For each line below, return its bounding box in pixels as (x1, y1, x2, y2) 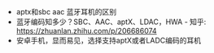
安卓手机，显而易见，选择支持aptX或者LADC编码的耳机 (15, 35, 202, 45)
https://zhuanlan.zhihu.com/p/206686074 (15, 26, 157, 35)
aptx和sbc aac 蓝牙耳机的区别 (15, 7, 117, 16)
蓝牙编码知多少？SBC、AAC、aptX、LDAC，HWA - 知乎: (15, 17, 207, 26)
